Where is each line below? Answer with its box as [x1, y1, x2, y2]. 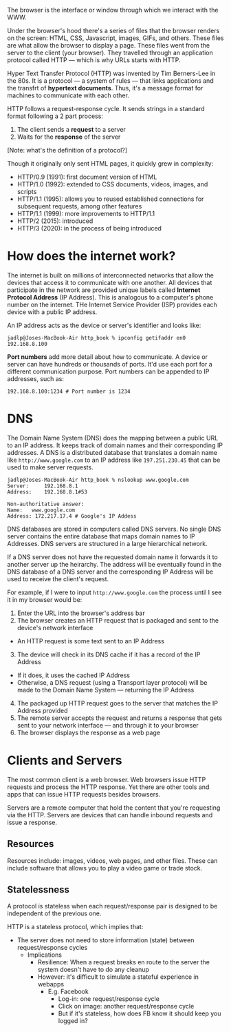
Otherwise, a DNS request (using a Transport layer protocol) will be [16, 678, 208, 686]
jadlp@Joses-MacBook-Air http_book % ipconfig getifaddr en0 [7, 334, 186, 341]
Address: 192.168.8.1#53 [7, 488, 88, 496]
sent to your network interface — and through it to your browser [16, 721, 199, 729]
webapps [37, 980, 64, 989]
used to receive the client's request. [7, 574, 109, 583]
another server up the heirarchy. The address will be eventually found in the [7, 560, 222, 568]
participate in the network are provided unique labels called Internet [7, 286, 201, 294]
